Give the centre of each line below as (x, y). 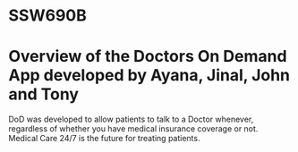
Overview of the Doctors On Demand (148, 57)
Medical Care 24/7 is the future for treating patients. (104, 139)
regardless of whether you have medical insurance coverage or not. (133, 129)
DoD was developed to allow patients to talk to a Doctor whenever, (131, 119)
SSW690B (47, 16)
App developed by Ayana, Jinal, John (149, 76)
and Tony (44, 94)
